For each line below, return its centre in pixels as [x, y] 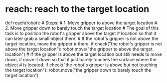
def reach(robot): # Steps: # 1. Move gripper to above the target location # [81, 23]
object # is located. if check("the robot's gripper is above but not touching [82, 65]
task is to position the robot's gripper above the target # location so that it [81, 33]
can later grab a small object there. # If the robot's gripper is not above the [82, 39]
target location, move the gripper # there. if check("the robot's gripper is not [83, 43]
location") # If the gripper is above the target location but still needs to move [83, 54]
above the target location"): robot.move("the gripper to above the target [79, 49]
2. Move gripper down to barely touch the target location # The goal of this [82, 28]
